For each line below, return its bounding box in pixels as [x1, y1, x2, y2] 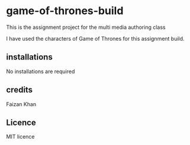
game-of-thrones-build [6, 4, 124, 18]
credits [6, 85, 33, 95]
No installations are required [6, 68, 75, 75]
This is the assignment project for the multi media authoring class [6, 24, 166, 31]
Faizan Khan [6, 100, 37, 107]
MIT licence [6, 133, 35, 140]
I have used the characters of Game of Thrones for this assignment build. [6, 35, 185, 42]
